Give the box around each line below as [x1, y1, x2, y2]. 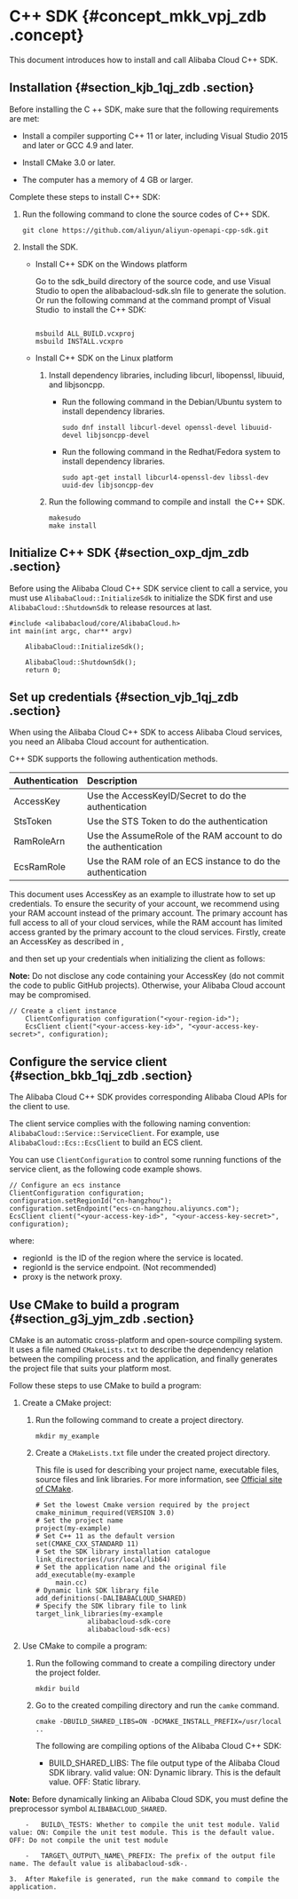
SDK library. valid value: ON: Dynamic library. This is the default [48, 1768, 281, 1777]
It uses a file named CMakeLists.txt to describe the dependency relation [9, 1344, 273, 1355]
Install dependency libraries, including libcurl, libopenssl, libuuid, [48, 369, 286, 380]
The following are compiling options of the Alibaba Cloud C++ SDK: [35, 1741, 282, 1751]
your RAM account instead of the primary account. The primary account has [9, 908, 288, 918]
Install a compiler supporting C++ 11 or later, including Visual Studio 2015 [21, 131, 288, 141]
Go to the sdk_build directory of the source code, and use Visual [35, 275, 271, 286]
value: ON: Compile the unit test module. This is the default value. [9, 1828, 276, 1837]
